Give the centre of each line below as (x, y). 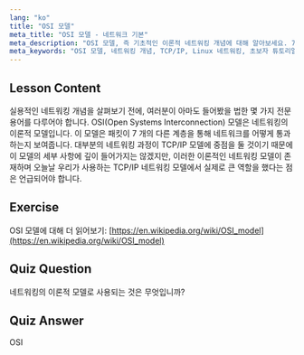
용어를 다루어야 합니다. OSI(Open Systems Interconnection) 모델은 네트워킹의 (149, 122)
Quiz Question (51, 269)
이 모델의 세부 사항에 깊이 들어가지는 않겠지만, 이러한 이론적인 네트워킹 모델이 (146, 155)
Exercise (34, 207)
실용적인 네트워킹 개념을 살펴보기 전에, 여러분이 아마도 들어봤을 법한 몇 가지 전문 (151, 110)
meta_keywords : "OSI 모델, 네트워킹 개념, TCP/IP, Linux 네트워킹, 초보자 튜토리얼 (153, 51)
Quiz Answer (47, 320)
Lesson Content (55, 88)
